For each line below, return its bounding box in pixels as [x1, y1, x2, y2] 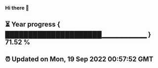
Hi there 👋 [5, 4, 30, 11]
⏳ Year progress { [5, 20, 61, 29]
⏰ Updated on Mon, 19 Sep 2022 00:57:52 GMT [5, 55, 154, 63]
